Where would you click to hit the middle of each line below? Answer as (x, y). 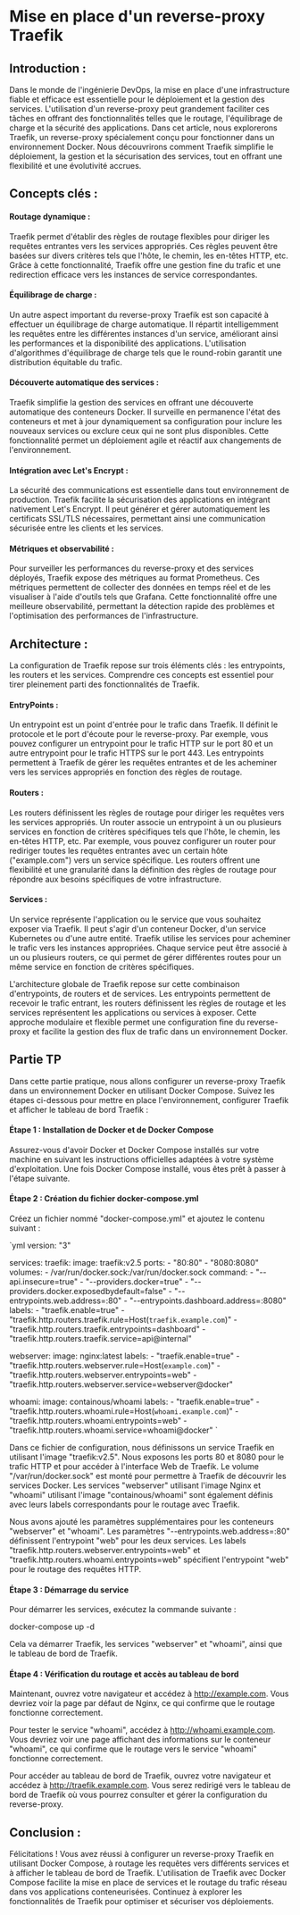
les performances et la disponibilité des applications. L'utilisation (128, 343)
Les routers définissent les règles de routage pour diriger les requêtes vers (147, 812)
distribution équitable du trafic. (66, 362)
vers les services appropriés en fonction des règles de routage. (126, 772)
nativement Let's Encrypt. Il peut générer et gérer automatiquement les (140, 509)
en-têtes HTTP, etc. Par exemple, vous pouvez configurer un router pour (143, 840)
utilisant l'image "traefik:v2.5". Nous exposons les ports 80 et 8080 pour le (146, 1457)
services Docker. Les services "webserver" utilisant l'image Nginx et (135, 1485)
